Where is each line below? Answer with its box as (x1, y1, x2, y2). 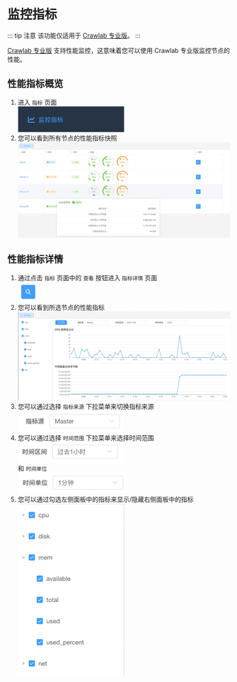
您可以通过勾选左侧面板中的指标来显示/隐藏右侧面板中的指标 (17, 495, 194, 504)
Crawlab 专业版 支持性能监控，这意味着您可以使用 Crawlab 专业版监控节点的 (7, 46, 231, 54)
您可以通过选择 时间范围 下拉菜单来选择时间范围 (17, 434, 154, 442)
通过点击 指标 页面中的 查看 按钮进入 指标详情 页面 (17, 273, 158, 282)
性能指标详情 (7, 253, 64, 265)
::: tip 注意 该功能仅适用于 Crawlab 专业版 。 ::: (7, 31, 141, 40)
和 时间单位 (17, 464, 47, 473)
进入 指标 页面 (17, 98, 57, 106)
